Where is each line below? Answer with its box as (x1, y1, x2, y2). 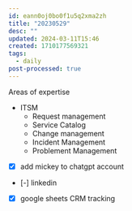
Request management (32, 111, 106, 121)
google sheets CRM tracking (19, 193, 116, 203)
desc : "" (8, 27, 38, 35)
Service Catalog (32, 119, 87, 130)
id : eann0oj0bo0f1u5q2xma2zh (8, 11, 107, 20)
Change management (32, 128, 105, 138)
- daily (15, 58, 42, 66)
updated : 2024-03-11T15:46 (8, 34, 100, 43)
